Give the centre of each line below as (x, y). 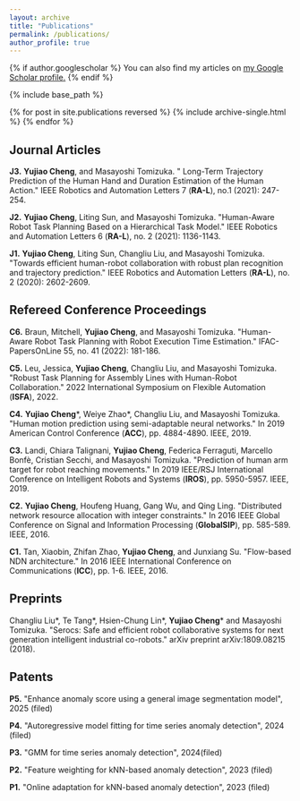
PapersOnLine (35, 351)
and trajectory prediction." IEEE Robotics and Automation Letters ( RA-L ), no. (150, 273)
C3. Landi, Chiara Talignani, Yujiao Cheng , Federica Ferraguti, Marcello (141, 450)
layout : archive (39, 17)
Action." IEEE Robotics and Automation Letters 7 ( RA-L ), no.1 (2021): (134, 191)
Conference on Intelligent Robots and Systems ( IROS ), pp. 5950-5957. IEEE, (149, 479)
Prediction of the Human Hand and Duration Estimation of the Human (137, 181)
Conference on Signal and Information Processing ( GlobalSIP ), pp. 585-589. (150, 524)
